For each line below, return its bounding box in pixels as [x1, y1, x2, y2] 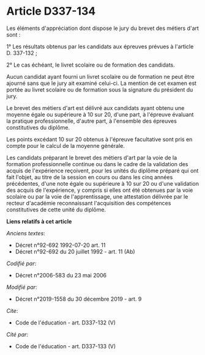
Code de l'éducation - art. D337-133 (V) [15, 342, 116, 350]
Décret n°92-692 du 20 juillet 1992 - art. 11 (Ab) [15, 247, 136, 255]
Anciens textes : [6, 229, 46, 236]
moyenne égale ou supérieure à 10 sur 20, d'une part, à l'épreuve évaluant [6, 111, 194, 118]
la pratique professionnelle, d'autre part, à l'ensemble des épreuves [6, 117, 177, 125]
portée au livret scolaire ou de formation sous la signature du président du [6, 86, 193, 93]
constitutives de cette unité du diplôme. [6, 206, 106, 213]
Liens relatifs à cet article [6, 218, 72, 225]
